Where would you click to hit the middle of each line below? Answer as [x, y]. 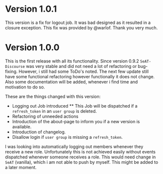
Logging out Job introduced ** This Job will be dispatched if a [75, 106]
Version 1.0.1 [31, 9]
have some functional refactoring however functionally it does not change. [80, 76]
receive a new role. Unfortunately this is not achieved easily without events [80, 152]
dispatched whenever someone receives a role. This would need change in [81, 157]
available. [22, 127]
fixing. [11, 71]
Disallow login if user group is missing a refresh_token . [67, 137]
